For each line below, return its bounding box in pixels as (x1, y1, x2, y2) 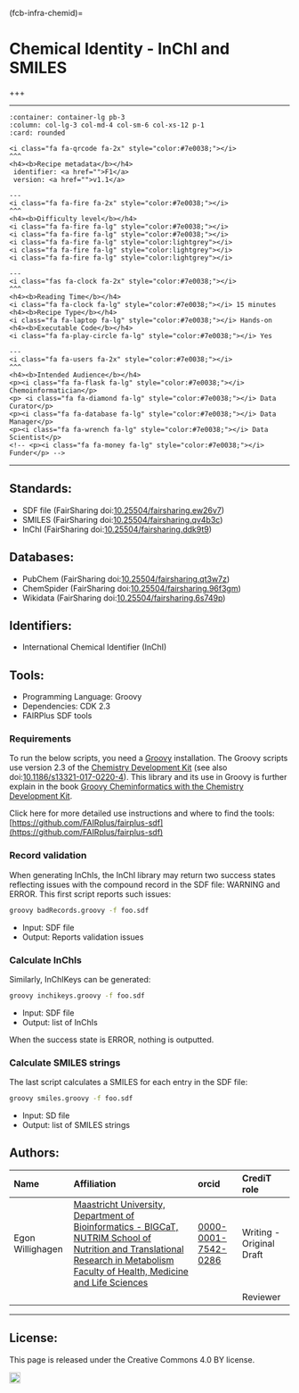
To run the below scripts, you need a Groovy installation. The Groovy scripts (9, 753, 288, 764)
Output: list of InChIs (21, 1016, 98, 1027)
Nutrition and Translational (73, 1242, 184, 1255)
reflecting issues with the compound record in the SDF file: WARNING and (9, 879, 280, 890)
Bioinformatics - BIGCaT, (73, 1220, 179, 1232)
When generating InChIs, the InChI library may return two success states (9, 869, 276, 880)
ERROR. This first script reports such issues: (9, 888, 172, 900)
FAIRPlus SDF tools (21, 710, 93, 721)
